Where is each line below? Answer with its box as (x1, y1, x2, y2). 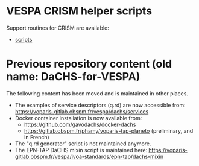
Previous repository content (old (6, 57, 172, 71)
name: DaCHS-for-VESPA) (6, 70, 141, 84)
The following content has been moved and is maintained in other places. (6, 89, 189, 97)
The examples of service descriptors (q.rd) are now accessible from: (14, 101, 186, 109)
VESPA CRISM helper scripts (6, 4, 153, 18)
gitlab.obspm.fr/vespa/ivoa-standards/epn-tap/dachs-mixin (14, 153, 164, 160)
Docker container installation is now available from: (14, 114, 142, 121)
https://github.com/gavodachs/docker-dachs (24, 121, 136, 128)
